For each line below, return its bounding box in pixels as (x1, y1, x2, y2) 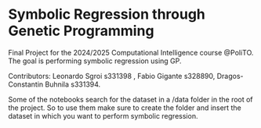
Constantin (8, 80, 44, 89)
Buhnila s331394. (45, 80, 101, 89)
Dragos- (216, 71, 244, 80)
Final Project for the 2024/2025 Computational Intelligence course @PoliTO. (8, 48, 254, 57)
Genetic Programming (8, 22, 154, 40)
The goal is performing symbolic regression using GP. (8, 56, 182, 66)
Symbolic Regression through (8, 5, 206, 23)
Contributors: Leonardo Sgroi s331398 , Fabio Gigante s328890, (8, 71, 216, 80)
